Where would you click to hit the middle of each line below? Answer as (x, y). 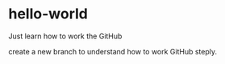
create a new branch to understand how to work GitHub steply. (113, 51)
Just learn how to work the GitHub (65, 36)
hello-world (48, 14)
